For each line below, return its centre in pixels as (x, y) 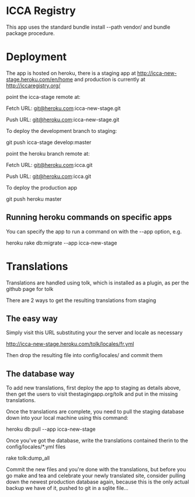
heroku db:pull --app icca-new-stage (51, 429)
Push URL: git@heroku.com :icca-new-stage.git (63, 119)
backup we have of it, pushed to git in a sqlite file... (67, 488)
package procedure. (31, 33)
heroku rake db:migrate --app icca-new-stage (62, 243)
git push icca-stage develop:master (49, 142)
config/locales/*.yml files (36, 447)
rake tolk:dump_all (28, 458)
